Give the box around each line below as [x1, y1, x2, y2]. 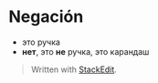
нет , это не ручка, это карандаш [21, 46, 150, 57]
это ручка [21, 36, 61, 47]
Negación [8, 6, 84, 27]
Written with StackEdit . [30, 64, 118, 75]
